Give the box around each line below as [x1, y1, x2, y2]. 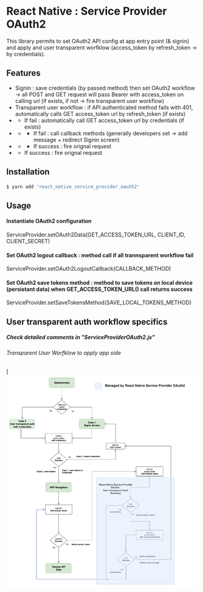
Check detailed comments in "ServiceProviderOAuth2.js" [6, 333, 155, 341]
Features [6, 68, 41, 79]
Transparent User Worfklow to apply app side [6, 349, 122, 356]
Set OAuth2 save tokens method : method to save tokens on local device [6, 279, 193, 286]
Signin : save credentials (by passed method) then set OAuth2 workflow [15, 84, 196, 91]
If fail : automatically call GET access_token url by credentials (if [24, 116, 184, 124]
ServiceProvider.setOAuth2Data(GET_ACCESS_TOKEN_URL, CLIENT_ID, [6, 231, 186, 238]
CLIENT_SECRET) [6, 238, 50, 245]
